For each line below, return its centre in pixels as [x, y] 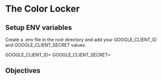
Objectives [23, 71]
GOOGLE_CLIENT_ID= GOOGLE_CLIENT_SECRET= [58, 55]
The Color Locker [43, 9]
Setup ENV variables [39, 28]
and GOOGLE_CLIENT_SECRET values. [46, 45]
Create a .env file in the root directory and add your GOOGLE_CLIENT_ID [81, 39]
